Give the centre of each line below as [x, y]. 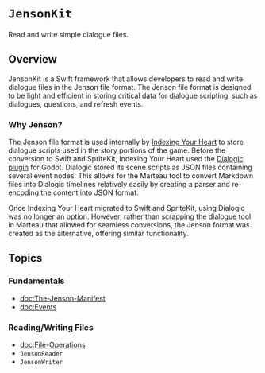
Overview [33, 59]
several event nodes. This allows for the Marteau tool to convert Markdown [131, 176]
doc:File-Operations [52, 345]
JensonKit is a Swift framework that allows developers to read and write [126, 79]
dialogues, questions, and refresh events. [76, 104]
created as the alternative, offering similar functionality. [98, 234]
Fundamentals [36, 281]
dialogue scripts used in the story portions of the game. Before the [117, 150]
